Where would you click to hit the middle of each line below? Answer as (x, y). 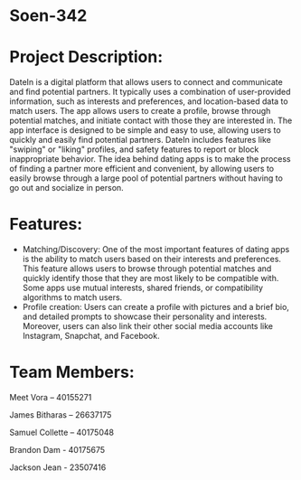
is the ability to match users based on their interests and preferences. (152, 259)
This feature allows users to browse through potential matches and (147, 268)
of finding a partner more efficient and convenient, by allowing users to (142, 169)
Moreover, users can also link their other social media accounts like (148, 326)
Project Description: (86, 57)
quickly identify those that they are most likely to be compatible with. (150, 278)
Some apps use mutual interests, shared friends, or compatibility (143, 288)
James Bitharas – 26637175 (61, 415)
